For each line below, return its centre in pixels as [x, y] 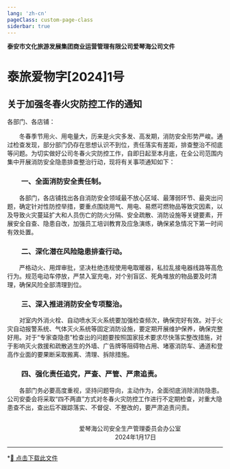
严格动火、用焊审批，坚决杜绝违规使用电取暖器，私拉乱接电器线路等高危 [121, 267]
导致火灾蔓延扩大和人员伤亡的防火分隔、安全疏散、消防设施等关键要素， [115, 215]
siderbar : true [29, 26]
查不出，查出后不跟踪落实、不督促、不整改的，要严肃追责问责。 [103, 407]
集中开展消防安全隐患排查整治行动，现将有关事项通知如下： [91, 162]
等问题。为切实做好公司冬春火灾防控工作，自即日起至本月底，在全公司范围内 [115, 153]
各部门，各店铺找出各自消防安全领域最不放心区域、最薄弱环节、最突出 [118, 198]
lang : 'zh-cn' [27, 13]
